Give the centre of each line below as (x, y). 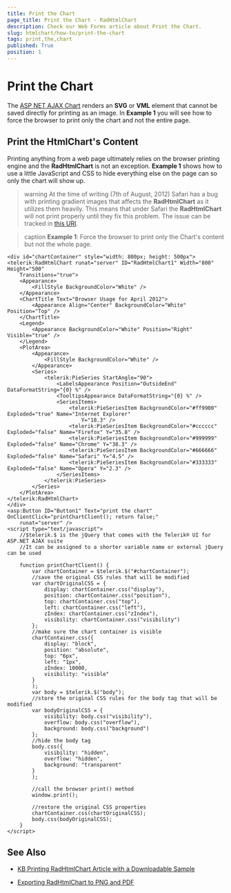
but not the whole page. (58, 244)
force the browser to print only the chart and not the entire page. (99, 120)
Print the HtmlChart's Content (73, 142)
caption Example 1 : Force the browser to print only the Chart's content (124, 236)
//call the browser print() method (83, 789)
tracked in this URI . (51, 223)
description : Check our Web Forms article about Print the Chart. (104, 26)
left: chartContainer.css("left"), (95, 608)
